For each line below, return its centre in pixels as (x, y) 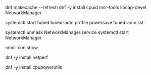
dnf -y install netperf (27, 57)
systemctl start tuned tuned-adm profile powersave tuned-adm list (74, 23)
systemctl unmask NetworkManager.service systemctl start (67, 32)
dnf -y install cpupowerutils (34, 67)
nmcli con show (22, 47)
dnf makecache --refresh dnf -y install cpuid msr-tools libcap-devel (76, 7)
